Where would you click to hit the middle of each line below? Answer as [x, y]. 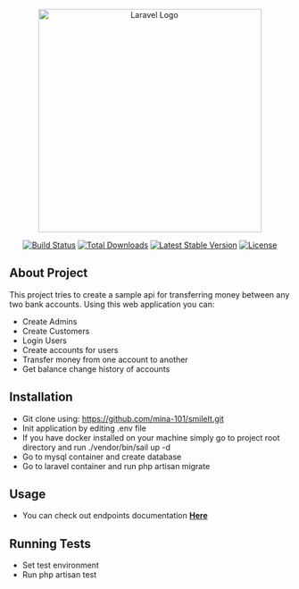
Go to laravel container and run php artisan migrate [116, 466]
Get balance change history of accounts [96, 369]
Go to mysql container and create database [102, 457]
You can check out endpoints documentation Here [115, 516]
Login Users [44, 341]
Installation [41, 397]
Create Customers [56, 331]
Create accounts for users [70, 349]
